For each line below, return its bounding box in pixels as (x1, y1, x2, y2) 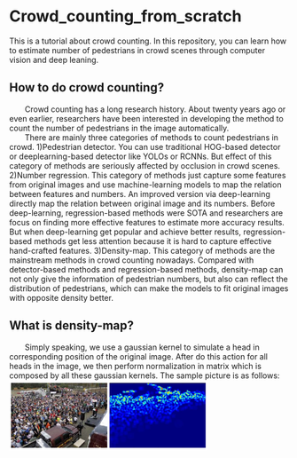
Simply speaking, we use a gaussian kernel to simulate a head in (25, 342, 260, 352)
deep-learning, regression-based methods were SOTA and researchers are (9, 207, 284, 218)
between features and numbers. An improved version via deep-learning (9, 188, 270, 199)
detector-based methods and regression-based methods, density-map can (9, 264, 284, 274)
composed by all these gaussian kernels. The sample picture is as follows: (9, 370, 280, 381)
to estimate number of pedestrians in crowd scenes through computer (9, 44, 266, 55)
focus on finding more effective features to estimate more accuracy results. (9, 217, 285, 227)
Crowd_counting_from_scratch (9, 6, 242, 27)
